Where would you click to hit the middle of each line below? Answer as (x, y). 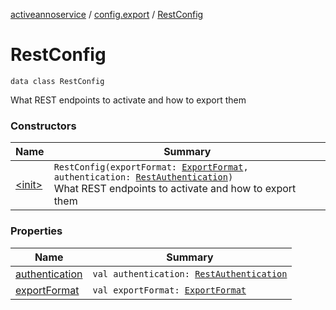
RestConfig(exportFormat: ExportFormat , (151, 167)
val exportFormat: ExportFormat (169, 290)
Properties (36, 231)
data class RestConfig (57, 81)
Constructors (43, 126)
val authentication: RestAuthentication (190, 273)
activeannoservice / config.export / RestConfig (107, 14)
